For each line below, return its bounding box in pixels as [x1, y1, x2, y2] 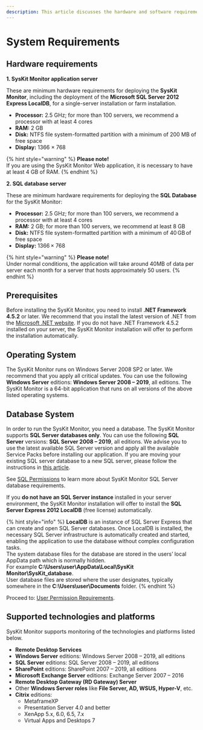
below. [6, 634, 23, 642]
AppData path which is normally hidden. [6, 557, 106, 564]
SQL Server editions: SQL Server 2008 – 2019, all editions [14, 659, 159, 666]
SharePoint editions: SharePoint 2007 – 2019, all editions [14, 665, 157, 672]
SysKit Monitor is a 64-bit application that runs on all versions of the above [6, 385, 193, 392]
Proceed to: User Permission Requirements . [6, 594, 115, 602]
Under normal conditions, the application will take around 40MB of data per [6, 260, 195, 267]
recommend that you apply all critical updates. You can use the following [6, 372, 187, 380]
